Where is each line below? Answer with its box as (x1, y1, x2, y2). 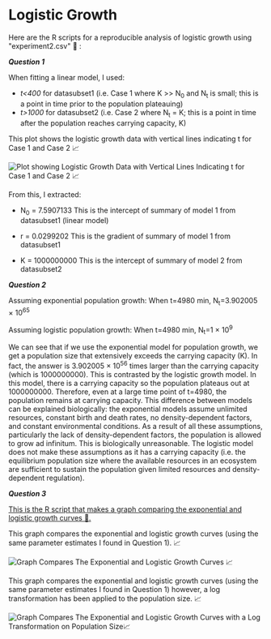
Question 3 (8, 488, 47, 498)
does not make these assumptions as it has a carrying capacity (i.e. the (8, 447, 247, 457)
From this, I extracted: (8, 189, 82, 199)
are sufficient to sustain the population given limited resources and (8, 464, 231, 474)
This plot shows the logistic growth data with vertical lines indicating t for (8, 134, 252, 144)
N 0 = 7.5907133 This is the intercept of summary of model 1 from (19, 205, 236, 217)
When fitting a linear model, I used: (8, 72, 125, 82)
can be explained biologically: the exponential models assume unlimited (8, 404, 248, 414)
